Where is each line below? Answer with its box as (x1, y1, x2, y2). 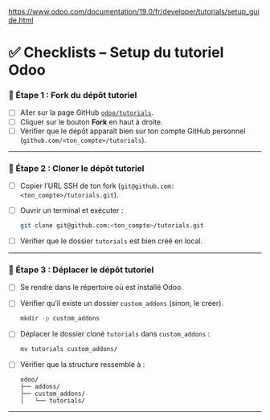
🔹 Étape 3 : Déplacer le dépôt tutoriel (8, 264, 154, 275)
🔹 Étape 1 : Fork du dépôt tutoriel (8, 90, 137, 101)
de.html (8, 15, 34, 25)
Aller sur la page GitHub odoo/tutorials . (19, 108, 154, 117)
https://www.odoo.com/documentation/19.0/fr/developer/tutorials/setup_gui (8, 7, 260, 16)
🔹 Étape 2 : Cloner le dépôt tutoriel (8, 162, 145, 173)
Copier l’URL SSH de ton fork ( (19, 181, 121, 190)
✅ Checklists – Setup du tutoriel (8, 43, 224, 62)
